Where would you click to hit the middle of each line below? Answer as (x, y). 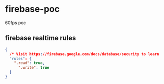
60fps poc (15, 23)
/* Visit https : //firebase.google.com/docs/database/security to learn (84, 54)
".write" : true (34, 68)
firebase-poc (32, 9)
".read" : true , (29, 63)
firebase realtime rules (41, 38)
